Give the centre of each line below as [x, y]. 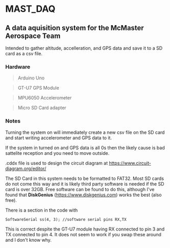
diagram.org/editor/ [26, 168]
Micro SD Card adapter [42, 108]
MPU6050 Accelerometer [45, 98]
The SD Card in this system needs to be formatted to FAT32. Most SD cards [85, 178]
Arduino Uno [31, 78]
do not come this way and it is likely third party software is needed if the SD [85, 184]
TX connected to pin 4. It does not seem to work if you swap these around [83, 234]
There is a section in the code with [42, 210]
